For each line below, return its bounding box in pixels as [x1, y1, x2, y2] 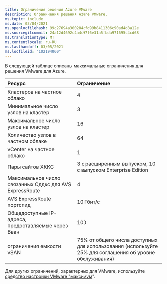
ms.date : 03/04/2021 [5, 21, 48, 26]
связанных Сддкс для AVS [7, 181, 72, 188]
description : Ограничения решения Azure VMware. [5, 12, 108, 17]
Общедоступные [7, 209, 48, 216]
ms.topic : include [5, 16, 43, 21]
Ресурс [7, 80, 26, 87]
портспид [7, 201, 31, 208]
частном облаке [7, 138, 47, 145]
